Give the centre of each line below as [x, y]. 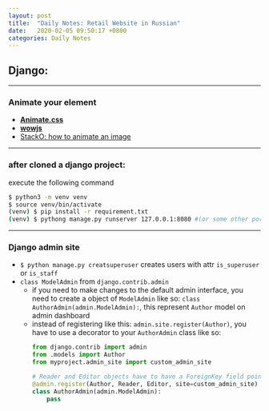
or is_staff [39, 273]
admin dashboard [61, 316]
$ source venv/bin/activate [55, 205]
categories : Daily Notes [50, 38]
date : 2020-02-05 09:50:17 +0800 [68, 30]
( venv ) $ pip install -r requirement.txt [78, 212]
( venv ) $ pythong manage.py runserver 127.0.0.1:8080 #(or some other [128, 219]
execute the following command [61, 182]
